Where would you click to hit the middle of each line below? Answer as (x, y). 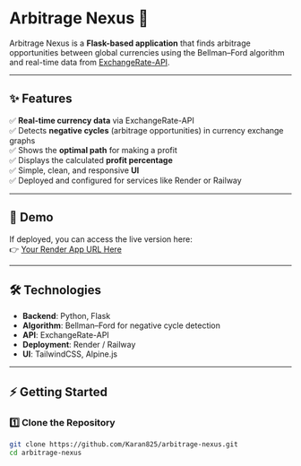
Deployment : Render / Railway (79, 345)
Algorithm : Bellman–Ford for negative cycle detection (121, 325)
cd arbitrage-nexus (46, 453)
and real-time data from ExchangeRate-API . (90, 62)
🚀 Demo (31, 217)
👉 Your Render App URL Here (66, 249)
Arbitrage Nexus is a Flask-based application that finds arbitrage (130, 43)
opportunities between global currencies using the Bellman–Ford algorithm (147, 52)
